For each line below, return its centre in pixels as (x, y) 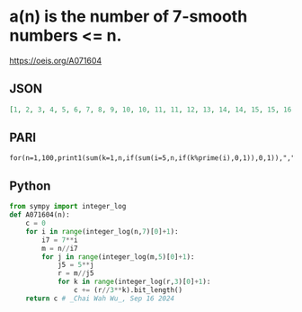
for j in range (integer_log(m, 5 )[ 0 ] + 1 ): (118, 257)
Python (30, 186)
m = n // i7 (60, 248)
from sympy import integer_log (68, 207)
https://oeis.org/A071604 (56, 60)
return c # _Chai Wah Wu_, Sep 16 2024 (100, 299)
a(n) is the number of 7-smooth (129, 17)
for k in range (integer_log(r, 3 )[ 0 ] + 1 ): (134, 282)
